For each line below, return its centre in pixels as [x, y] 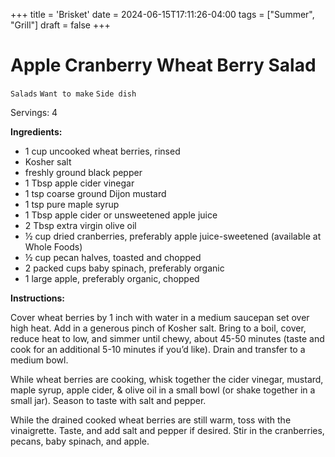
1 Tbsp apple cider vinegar [79, 183]
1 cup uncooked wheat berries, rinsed [102, 151]
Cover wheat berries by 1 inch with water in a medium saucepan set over [160, 317]
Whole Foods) [53, 246]
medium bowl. [39, 360]
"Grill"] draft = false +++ [60, 25]
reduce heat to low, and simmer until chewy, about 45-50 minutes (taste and [167, 338]
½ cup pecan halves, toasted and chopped [113, 257]
